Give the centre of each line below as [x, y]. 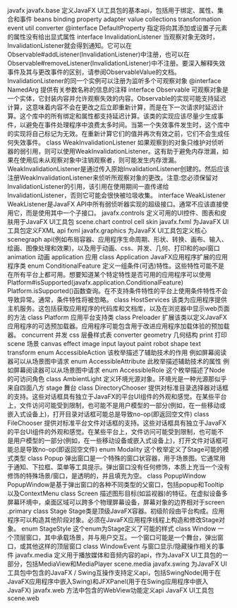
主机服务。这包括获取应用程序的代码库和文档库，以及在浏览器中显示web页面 [119, 308]
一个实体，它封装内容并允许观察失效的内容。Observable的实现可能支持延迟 [117, 98]
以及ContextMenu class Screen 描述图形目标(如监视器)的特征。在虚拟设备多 [117, 493]
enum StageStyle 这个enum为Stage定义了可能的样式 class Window [119, 528]
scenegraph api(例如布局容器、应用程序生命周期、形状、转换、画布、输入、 [117, 239]
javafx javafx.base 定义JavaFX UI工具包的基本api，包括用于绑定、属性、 [113, 10]
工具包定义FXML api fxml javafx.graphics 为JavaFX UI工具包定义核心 [107, 230]
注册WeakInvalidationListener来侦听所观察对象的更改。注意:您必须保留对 [113, 178]
